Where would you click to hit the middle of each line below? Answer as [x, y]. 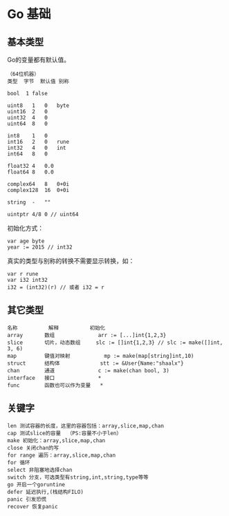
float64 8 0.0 [30, 172]
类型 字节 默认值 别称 [38, 82]
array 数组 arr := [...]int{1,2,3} [87, 335]
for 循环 [19, 462]
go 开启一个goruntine [36, 484]
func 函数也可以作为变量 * [55, 385]
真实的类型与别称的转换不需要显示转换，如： [71, 261]
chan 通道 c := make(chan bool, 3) [88, 370]
